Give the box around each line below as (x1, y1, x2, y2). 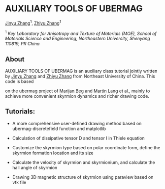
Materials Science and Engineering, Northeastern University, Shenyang (5, 35, 150, 42)
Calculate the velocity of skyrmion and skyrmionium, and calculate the (12, 159, 155, 165)
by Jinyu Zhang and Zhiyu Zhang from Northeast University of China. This (5, 73, 155, 79)
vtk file (12, 179, 27, 185)
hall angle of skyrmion (12, 164, 58, 170)
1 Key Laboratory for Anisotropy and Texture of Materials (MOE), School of (5, 29, 157, 36)
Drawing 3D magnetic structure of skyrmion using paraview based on (12, 174, 154, 180)
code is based (5, 79, 34, 84)
